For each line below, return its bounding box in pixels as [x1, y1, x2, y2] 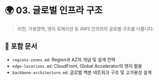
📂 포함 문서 [5, 42, 38, 51]
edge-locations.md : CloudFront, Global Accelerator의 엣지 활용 [12, 63, 143, 69]
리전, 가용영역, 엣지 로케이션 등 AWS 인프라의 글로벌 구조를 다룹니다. [17, 25, 154, 32]
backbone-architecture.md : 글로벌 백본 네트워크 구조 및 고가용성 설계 [12, 69, 152, 75]
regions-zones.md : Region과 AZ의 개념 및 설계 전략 [12, 57, 116, 63]
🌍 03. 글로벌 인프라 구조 [5, 5, 103, 16]
